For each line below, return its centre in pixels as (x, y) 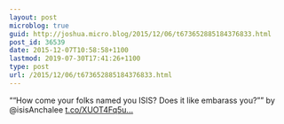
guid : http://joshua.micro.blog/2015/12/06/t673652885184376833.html (141, 34)
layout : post (33, 17)
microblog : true (39, 26)
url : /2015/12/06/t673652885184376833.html (91, 75)
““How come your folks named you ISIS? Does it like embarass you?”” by (142, 100)
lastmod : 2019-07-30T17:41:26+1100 (75, 58)
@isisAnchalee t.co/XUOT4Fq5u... (71, 109)
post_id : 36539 (37, 42)
